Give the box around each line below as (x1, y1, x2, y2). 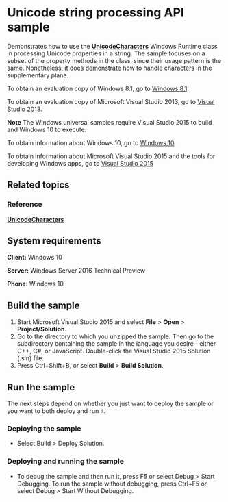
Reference (7, 200, 42, 210)
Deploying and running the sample (7, 457, 125, 466)
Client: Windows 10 (7, 253, 63, 262)
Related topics (7, 179, 70, 191)
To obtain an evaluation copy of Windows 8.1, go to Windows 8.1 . (7, 84, 190, 92)
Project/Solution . (16, 325, 67, 334)
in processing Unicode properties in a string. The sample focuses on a (7, 49, 205, 58)
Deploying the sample (7, 423, 81, 433)
